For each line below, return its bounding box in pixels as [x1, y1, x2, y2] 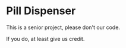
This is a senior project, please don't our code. [6, 24, 121, 31]
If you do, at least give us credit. [6, 35, 85, 42]
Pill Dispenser [6, 4, 76, 18]
